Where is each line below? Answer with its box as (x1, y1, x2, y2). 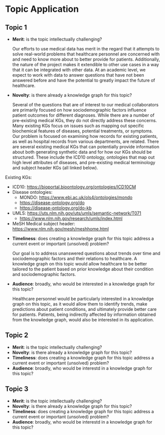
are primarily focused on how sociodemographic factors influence (12, 107, 147, 113)
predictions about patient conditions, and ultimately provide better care (12, 306, 157, 312)
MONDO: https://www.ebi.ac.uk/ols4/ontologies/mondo (19, 194, 133, 200)
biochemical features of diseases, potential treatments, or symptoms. (12, 128, 153, 134)
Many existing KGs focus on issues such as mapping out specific (12, 123, 144, 129)
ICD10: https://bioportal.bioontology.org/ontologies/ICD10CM (12, 184, 136, 190)
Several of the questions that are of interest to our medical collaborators (12, 102, 159, 107)
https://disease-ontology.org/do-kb (19, 205, 92, 211)
